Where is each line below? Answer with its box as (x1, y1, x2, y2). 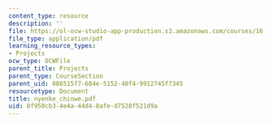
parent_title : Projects (8, 65, 89, 73)
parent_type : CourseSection (8, 72, 104, 80)
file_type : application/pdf (8, 34, 104, 43)
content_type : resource (8, 11, 89, 20)
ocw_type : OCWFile (8, 57, 71, 66)
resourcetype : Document (8, 87, 89, 95)
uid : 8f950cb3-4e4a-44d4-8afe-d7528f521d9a (8, 102, 158, 110)
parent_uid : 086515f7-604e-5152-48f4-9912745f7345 (8, 79, 184, 87)
